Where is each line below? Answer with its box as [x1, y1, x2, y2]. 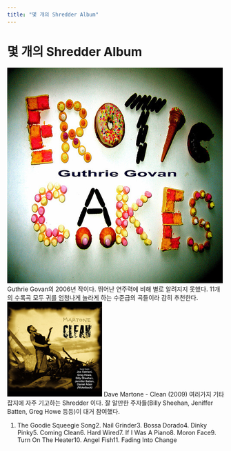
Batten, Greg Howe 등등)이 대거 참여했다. [7, 407, 121, 415]
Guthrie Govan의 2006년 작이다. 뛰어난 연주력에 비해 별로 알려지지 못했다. [7, 285, 208, 293]
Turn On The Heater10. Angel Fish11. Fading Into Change [17, 435, 177, 444]
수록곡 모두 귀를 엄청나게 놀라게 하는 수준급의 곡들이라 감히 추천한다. [14, 293, 199, 301]
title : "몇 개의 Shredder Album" [7, 11, 99, 18]
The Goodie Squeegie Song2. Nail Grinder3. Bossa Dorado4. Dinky [17, 421, 208, 429]
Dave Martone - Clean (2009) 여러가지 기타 [103, 390, 225, 398]
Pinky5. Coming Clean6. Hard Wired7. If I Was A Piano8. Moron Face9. [17, 428, 217, 437]
